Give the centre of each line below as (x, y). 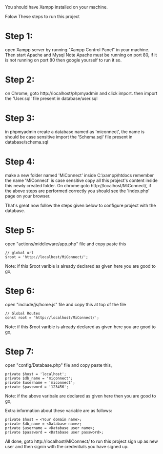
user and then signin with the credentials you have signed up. (67, 446)
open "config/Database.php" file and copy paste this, (59, 365)
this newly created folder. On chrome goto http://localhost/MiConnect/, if (78, 185)
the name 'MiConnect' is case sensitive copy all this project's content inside (81, 180)
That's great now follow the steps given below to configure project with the (81, 205)
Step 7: (20, 351)
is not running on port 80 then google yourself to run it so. (63, 60)
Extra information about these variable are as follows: (59, 410)
